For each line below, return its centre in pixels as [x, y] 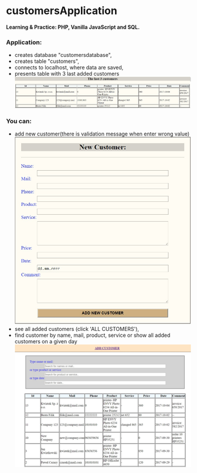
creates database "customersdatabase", [63, 55]
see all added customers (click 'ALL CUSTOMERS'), [77, 329]
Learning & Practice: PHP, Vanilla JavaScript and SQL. [73, 27]
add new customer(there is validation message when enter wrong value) [102, 134]
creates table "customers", [47, 61]
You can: [19, 121]
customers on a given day [46, 342]
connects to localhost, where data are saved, [69, 67]
